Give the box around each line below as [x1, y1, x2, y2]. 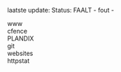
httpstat [7, 57, 30, 65]
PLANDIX [7, 34, 34, 43]
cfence [7, 27, 28, 35]
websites [7, 49, 34, 57]
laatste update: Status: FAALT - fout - [7, 6, 114, 14]
